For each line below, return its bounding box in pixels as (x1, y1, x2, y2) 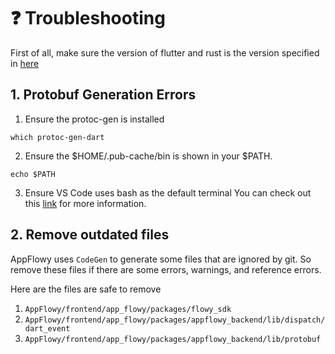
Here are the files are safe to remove (10, 283, 162, 295)
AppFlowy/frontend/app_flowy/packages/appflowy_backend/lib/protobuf (24, 334, 322, 344)
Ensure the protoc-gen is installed (24, 113, 165, 125)
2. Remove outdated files (10, 226, 170, 244)
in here (10, 57, 40, 69)
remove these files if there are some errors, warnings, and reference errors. (10, 263, 322, 275)
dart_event (24, 323, 71, 334)
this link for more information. (24, 197, 147, 209)
